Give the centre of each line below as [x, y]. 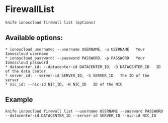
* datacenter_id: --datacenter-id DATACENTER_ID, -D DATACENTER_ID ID [83, 67]
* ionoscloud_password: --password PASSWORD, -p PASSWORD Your [75, 58]
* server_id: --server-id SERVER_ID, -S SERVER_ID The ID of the [77, 75]
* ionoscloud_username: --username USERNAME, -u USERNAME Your [75, 49]
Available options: [34, 38]
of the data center [26, 71]
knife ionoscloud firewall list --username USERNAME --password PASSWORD [84, 111]
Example [19, 100]
